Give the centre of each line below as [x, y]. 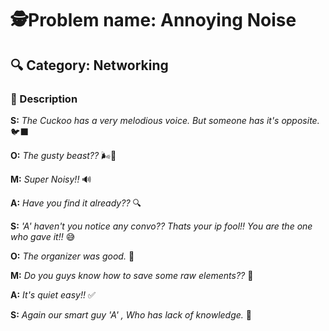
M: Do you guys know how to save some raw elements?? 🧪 [132, 275]
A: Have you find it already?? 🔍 [76, 203]
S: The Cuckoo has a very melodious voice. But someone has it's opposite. [165, 120]
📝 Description [44, 99]
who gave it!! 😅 [43, 236]
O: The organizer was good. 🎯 [72, 256]
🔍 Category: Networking [89, 65]
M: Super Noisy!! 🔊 [51, 179]
